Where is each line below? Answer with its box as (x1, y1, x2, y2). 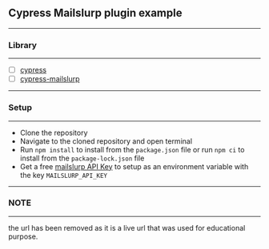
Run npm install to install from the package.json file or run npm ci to (19, 144, 245, 154)
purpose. (8, 231, 38, 241)
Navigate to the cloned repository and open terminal (19, 136, 193, 146)
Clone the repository (19, 128, 88, 137)
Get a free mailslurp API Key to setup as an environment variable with (19, 161, 249, 171)
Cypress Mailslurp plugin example (8, 6, 183, 20)
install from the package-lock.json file (19, 153, 145, 163)
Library (8, 39, 38, 50)
